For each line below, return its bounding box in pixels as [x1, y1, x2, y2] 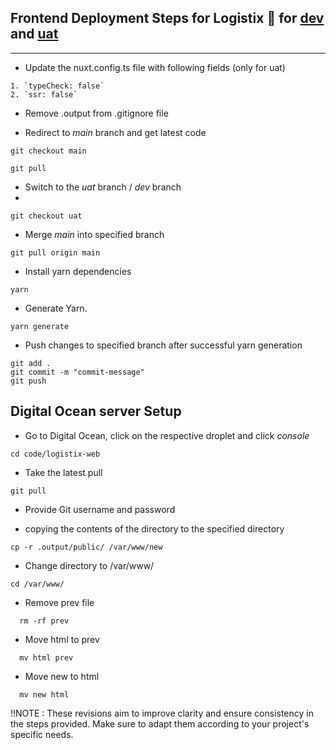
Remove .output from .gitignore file [24, 107, 169, 119]
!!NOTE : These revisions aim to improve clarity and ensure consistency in [10, 707, 314, 719]
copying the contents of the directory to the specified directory [24, 522, 285, 535]
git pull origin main [10, 247, 101, 258]
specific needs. [10, 728, 74, 740]
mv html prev [19, 652, 74, 663]
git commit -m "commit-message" [10, 367, 145, 377]
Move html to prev [24, 633, 100, 645]
